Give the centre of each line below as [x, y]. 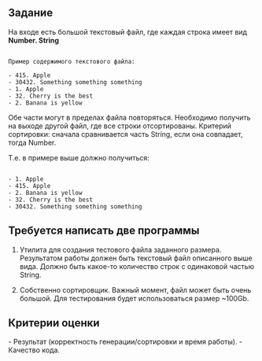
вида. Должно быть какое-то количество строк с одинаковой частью [137, 266]
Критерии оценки [54, 323]
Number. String [34, 40]
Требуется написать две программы [104, 231]
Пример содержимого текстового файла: [72, 61]
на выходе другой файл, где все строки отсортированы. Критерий [120, 126]
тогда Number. [32, 142]
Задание [31, 13]
